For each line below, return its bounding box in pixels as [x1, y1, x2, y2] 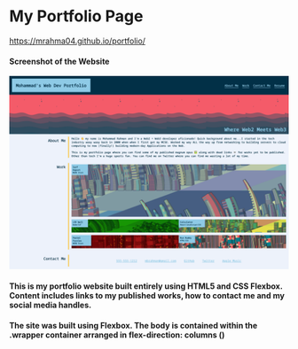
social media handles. [9, 299, 91, 311]
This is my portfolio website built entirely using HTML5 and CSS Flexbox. [9, 281, 283, 291]
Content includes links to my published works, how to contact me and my [9, 291, 286, 301]
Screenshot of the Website [9, 56, 110, 66]
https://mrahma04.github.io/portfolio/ [9, 35, 146, 46]
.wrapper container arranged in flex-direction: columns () [9, 330, 225, 340]
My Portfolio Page [9, 6, 144, 27]
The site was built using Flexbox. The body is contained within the [9, 320, 258, 330]
